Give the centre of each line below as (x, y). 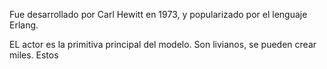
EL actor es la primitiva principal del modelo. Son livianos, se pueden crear (163, 44)
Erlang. (24, 25)
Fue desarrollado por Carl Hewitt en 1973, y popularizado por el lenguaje (158, 14)
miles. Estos (34, 55)
